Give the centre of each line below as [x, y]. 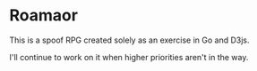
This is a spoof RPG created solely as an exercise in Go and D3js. [129, 40]
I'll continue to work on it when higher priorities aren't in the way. [129, 57]
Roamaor [44, 16]
